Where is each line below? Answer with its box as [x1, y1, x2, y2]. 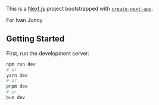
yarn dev [6, 72, 28, 78]
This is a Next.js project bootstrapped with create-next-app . [6, 5, 154, 12]
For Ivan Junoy [6, 17, 43, 23]
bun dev [6, 95, 26, 101]
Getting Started [6, 34, 65, 44]
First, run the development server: [6, 50, 90, 57]
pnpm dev [6, 84, 28, 89]
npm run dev [6, 61, 36, 67]
